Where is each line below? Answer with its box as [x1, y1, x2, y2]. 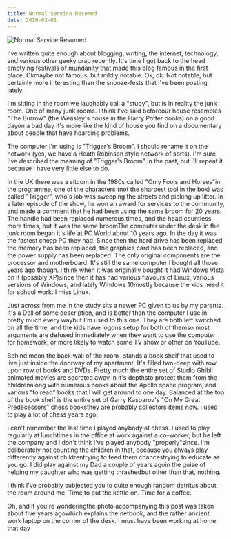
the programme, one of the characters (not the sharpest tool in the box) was [7, 185, 224, 193]
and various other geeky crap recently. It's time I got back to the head [7, 56, 205, 64]
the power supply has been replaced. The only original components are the [7, 250, 221, 259]
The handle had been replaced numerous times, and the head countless [7, 214, 212, 222]
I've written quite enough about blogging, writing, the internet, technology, [7, 49, 219, 57]
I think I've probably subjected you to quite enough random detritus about [7, 481, 217, 489]
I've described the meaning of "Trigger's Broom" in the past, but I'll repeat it [7, 156, 223, 165]
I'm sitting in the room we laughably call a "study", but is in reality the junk [7, 99, 217, 107]
